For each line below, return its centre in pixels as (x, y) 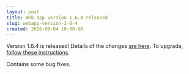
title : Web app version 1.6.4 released (57, 18)
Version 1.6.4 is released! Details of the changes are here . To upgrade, (95, 46)
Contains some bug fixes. (39, 64)
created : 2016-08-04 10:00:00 (45, 29)
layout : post (23, 12)
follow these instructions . (38, 53)
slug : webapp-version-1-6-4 (42, 23)
